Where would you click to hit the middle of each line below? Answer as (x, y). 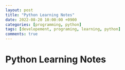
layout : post (19, 10)
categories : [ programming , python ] (43, 24)
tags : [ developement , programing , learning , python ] (63, 29)
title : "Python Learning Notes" (40, 15)
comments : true (22, 34)
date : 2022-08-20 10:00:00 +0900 (41, 20)
